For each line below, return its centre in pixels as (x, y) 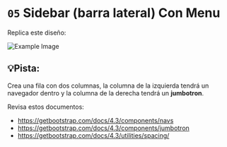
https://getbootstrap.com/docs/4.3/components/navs (95, 120)
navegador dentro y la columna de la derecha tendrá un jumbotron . (106, 93)
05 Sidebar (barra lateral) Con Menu (114, 13)
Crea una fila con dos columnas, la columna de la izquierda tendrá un (108, 86)
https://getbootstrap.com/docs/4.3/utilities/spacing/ (93, 135)
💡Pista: (24, 69)
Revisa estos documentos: (46, 107)
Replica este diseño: (37, 33)
